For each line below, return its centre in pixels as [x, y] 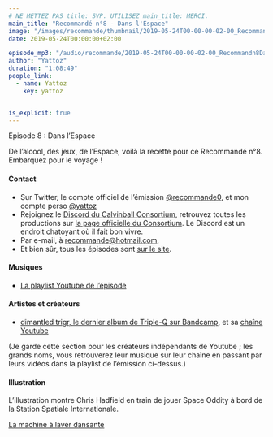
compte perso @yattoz [58, 206]
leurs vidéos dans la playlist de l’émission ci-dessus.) [97, 363]
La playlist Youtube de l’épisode [73, 285]
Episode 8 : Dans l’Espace [52, 136]
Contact [22, 179]
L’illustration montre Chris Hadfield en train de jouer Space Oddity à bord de [136, 400]
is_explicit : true [39, 113]
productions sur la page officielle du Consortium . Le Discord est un [132, 223]
